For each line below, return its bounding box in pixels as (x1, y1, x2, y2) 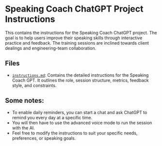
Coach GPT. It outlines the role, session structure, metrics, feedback (12, 77, 149, 83)
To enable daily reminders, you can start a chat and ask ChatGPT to (12, 109, 147, 115)
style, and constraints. (12, 82, 57, 88)
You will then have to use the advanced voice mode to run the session (12, 120, 152, 126)
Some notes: (5, 97, 44, 105)
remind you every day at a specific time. (12, 114, 93, 120)
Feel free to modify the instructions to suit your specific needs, (12, 130, 138, 136)
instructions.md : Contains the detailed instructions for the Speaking (12, 72, 149, 78)
